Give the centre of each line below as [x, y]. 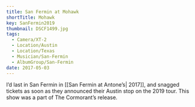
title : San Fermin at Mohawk [43, 12]
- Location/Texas [33, 51]
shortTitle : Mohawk [31, 17]
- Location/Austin [35, 46]
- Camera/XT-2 [29, 40]
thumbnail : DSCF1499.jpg [37, 29]
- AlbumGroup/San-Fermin [43, 62]
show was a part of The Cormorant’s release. [62, 97]
